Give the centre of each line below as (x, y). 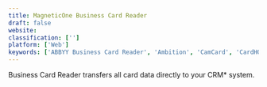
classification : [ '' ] (44, 38)
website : (23, 30)
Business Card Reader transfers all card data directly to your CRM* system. (132, 75)
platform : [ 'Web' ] (39, 45)
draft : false (30, 23)
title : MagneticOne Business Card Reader (78, 15)
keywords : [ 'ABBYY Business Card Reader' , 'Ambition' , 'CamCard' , (120, 52)
